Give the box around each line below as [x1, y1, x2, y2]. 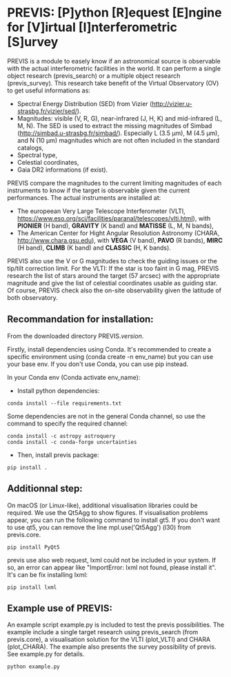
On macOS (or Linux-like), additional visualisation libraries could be [7, 501, 198, 509]
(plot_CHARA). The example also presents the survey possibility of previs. [7, 643, 217, 651]
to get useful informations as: [7, 86, 91, 94]
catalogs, [17, 143, 44, 152]
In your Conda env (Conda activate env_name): [7, 373, 141, 381]
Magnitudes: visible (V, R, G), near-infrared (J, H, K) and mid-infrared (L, [17, 114, 223, 122]
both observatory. [7, 293, 59, 301]
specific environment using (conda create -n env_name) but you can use [7, 352, 214, 361]
